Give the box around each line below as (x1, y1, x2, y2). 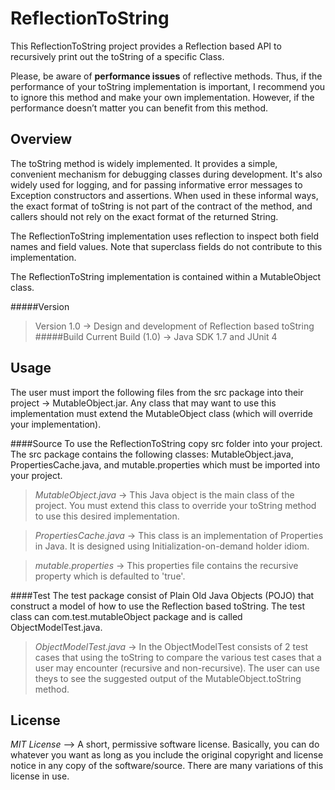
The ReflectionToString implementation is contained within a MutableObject (10, 270, 322, 282)
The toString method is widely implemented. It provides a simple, (10, 157, 278, 169)
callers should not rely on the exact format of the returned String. (10, 210, 279, 222)
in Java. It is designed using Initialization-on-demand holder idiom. (34, 540, 310, 552)
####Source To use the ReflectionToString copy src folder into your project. (10, 437, 323, 449)
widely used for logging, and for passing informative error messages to (10, 178, 303, 191)
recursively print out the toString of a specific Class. (10, 50, 225, 62)
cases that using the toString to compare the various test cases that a (34, 651, 322, 663)
